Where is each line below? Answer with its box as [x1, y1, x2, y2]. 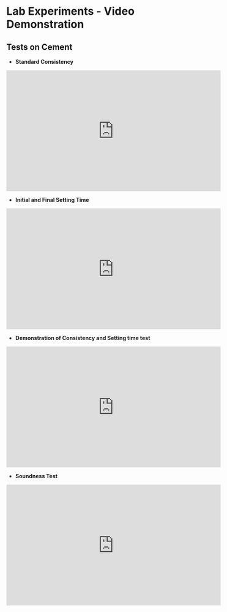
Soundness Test [15, 473, 58, 479]
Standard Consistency [15, 58, 74, 65]
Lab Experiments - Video [6, 4, 135, 18]
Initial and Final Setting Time [15, 196, 89, 203]
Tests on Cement [6, 42, 73, 52]
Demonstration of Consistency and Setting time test [15, 335, 151, 341]
